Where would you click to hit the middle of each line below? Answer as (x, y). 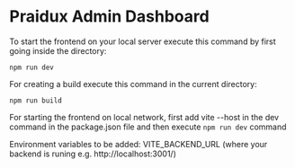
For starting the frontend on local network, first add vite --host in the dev (144, 117)
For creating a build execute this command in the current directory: (134, 84)
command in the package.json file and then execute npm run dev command (148, 127)
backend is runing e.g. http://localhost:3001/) (93, 154)
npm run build (36, 101)
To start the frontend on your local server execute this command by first (143, 41)
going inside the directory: (58, 50)
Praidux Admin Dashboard (109, 17)
